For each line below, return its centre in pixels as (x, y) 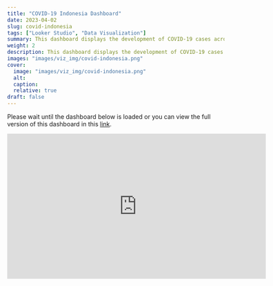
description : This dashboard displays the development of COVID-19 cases (115, 53)
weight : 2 (21, 46)
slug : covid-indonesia (40, 26)
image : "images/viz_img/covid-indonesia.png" (80, 71)
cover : (17, 65)
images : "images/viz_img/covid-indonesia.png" (75, 59)
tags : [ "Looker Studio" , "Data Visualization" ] (77, 33)
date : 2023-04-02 (32, 20)
